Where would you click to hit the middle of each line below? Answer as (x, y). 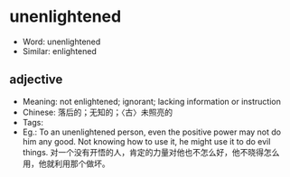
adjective (36, 80)
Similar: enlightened (60, 51)
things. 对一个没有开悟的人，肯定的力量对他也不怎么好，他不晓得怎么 (151, 152)
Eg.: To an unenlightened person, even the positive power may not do (152, 132)
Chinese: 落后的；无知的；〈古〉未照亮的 (98, 112)
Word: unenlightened (61, 42)
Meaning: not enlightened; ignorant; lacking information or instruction (152, 101)
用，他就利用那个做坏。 (66, 163)
